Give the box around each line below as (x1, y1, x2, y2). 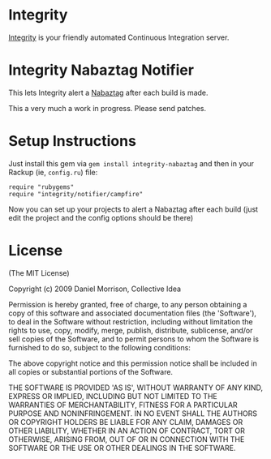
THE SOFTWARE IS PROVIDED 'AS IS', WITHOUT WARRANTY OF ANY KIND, (8, 383, 264, 393)
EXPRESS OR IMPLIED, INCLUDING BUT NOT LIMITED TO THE (8, 391, 217, 401)
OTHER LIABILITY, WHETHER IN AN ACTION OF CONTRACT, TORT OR (8, 426, 245, 435)
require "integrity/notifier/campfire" (8, 190, 144, 198)
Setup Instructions (8, 132, 136, 151)
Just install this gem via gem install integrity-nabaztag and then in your (8, 158, 254, 168)
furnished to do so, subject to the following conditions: (8, 342, 191, 352)
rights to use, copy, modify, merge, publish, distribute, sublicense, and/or (8, 325, 253, 335)
